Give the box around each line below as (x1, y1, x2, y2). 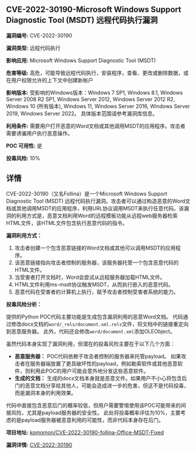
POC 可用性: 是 (6, 142, 43, 149)
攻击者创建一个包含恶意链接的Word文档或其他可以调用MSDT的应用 (14, 244, 176, 251)
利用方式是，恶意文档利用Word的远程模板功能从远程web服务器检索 (16, 212, 178, 219)
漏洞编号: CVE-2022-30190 (6, 32, 73, 39)
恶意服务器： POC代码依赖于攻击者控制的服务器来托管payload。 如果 (14, 353, 181, 360)
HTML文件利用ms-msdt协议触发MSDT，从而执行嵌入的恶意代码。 (14, 281, 174, 288)
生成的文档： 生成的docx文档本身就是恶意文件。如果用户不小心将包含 (14, 374, 183, 381)
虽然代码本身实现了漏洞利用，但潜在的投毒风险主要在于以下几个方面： (6, 340, 176, 347)
